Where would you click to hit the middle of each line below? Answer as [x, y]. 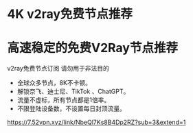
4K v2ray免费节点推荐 [70, 14]
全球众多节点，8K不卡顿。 [54, 83]
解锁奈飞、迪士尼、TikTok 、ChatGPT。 [73, 92]
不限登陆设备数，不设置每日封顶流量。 [71, 109]
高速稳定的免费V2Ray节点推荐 [93, 48]
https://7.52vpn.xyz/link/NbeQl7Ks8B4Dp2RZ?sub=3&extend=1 [96, 122]
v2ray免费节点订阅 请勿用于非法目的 [58, 69]
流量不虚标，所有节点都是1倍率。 [64, 100]
